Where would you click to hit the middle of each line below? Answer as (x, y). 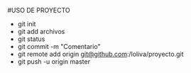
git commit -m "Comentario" (59, 46)
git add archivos (41, 32)
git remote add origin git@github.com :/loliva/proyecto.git (100, 54)
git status (31, 39)
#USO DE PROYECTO (39, 10)
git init (27, 24)
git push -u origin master (54, 62)
